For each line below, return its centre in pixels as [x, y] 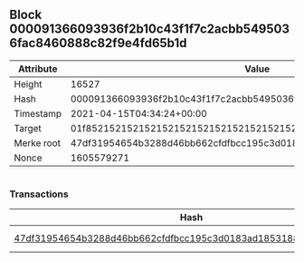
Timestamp [38, 113]
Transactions [39, 194]
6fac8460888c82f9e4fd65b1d [98, 43]
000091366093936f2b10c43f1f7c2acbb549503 [149, 29]
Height [28, 83]
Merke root [38, 142]
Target [28, 128]
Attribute [38, 69]
